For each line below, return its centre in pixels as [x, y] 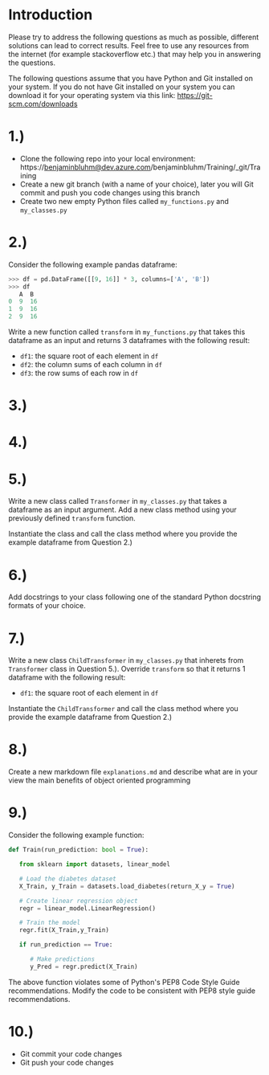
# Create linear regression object [78, 901]
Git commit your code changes [71, 1053]
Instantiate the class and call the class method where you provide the [123, 534]
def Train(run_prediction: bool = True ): [79, 850]
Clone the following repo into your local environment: [108, 158]
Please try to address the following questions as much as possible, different [134, 37]
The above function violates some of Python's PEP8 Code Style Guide [124, 982]
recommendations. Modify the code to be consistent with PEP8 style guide [132, 991]
